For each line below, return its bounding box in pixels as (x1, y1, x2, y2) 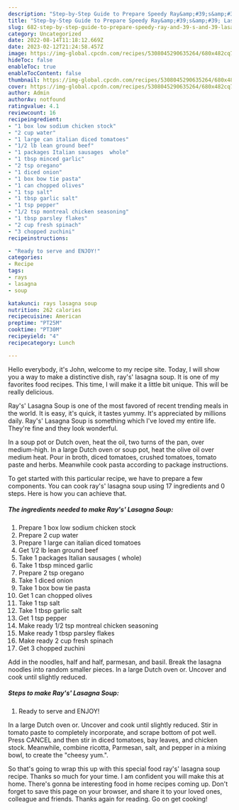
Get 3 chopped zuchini (18, 643, 86, 653)
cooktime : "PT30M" (8, 326, 62, 333)
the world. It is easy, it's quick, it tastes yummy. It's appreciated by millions (8, 409, 226, 417)
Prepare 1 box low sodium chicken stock (18, 523, 136, 532)
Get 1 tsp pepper (18, 614, 67, 622)
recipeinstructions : (8, 235, 70, 242)
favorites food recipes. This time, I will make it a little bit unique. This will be (8, 380, 229, 389)
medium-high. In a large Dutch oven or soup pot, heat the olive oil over (8, 445, 215, 454)
